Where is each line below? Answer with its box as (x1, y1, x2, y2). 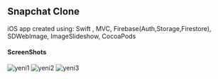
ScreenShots (7, 48, 47, 56)
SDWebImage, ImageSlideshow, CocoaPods (7, 32, 136, 40)
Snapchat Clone (7, 6, 80, 18)
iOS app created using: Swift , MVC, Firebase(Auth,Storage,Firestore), (7, 24, 212, 32)
